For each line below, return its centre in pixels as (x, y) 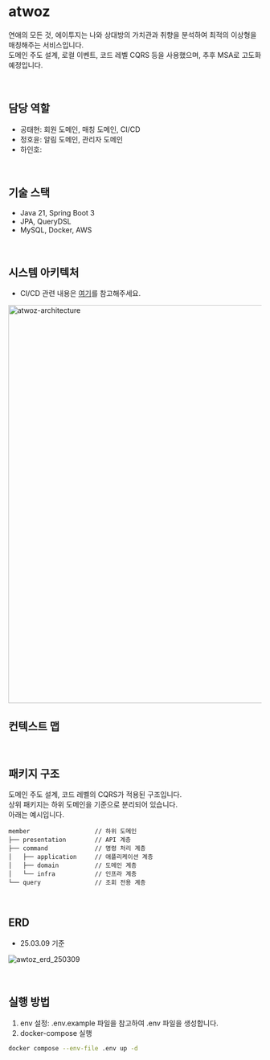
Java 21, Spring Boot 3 (57, 212)
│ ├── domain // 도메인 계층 (73, 865)
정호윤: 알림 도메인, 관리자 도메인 (71, 139)
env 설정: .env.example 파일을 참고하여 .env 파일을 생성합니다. (119, 1023)
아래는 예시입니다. (37, 814)
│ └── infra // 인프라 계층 (73, 874)
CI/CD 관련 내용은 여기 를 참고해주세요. (80, 294)
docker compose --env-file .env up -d (73, 1048)
